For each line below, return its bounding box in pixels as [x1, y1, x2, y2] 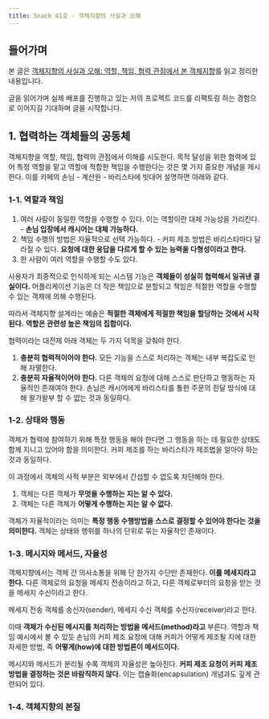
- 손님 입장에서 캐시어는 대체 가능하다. [19, 224, 139, 234]
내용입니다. [8, 76, 43, 86]
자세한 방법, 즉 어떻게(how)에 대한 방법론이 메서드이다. [8, 642, 180, 652]
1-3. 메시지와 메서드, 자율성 [8, 548, 108, 559]
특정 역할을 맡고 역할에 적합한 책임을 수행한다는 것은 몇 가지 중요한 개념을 [16, 162, 247, 172]
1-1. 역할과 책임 [8, 194, 64, 206]
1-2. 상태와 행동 [8, 415, 66, 426]
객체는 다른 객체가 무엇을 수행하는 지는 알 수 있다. [19, 488, 173, 498]
